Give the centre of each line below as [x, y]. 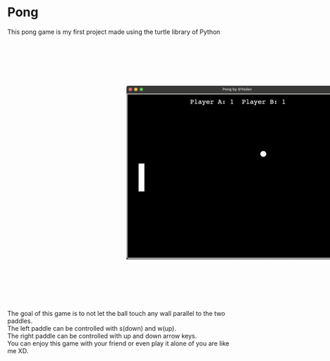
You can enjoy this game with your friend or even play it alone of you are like [118, 343]
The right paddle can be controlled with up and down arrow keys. [102, 336]
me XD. [18, 350]
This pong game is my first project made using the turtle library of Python [114, 32]
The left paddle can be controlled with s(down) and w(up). [92, 328]
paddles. [20, 321]
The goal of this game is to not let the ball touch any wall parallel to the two [116, 313]
